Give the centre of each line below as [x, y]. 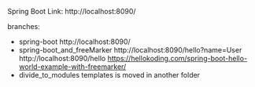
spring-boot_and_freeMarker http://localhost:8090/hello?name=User [130, 50]
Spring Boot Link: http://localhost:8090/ [72, 11]
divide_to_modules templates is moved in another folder [109, 75]
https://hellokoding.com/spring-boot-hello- [177, 58]
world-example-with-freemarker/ [72, 67]
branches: [24, 26]
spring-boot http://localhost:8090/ [74, 42]
